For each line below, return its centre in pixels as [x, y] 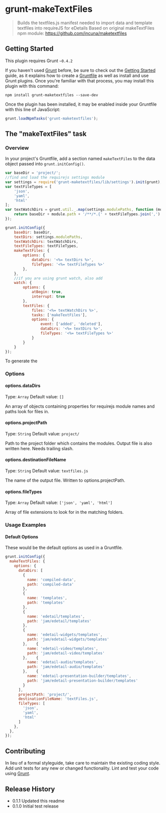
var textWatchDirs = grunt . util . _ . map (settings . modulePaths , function [79, 210]
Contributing [25, 751]
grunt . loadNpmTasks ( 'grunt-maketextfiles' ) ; [52, 118]
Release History [30, 789]
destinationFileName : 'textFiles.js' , [58, 699]
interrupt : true [48, 297]
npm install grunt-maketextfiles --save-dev [52, 95]
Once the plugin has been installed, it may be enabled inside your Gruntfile [81, 104]
